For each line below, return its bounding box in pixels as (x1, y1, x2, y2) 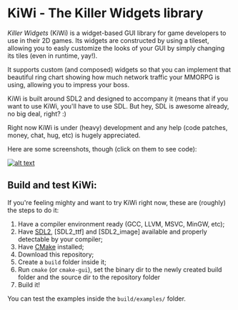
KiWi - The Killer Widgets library (7, 5, 204, 21)
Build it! (17, 280, 41, 289)
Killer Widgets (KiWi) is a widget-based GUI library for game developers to (7, 29, 227, 37)
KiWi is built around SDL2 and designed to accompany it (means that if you (7, 94, 229, 103)
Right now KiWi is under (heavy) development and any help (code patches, (7, 123, 228, 131)
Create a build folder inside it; (17, 257, 107, 266)
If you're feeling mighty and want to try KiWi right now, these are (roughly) (7, 198, 227, 206)
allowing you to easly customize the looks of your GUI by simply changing (7, 44, 225, 52)
